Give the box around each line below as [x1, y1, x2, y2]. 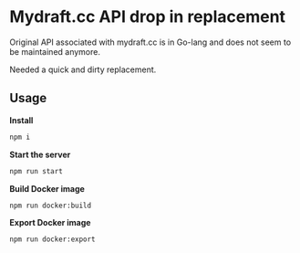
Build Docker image [9, 183, 85, 194]
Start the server [9, 149, 71, 160]
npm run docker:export [9, 235, 96, 244]
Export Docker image [9, 217, 91, 228]
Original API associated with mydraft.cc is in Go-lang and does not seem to [9, 37, 292, 47]
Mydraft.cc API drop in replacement [9, 6, 285, 27]
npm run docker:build [9, 201, 92, 210]
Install [9, 114, 34, 125]
